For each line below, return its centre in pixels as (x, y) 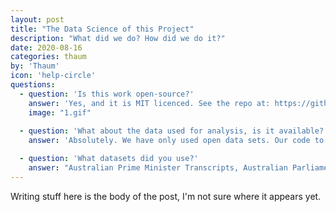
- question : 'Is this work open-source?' (107, 94)
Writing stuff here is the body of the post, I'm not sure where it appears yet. (166, 196)
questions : (33, 85)
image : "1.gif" (60, 112)
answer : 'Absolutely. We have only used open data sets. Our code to (176, 141)
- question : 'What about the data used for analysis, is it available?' (174, 131)
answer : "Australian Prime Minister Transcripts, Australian (158, 168)
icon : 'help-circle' (53, 76)
